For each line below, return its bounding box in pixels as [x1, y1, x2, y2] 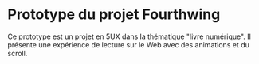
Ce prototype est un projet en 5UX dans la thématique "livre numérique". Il [7, 32, 252, 41]
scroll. [7, 48, 28, 58]
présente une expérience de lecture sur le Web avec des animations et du [7, 40, 250, 49]
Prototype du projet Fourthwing [7, 6, 221, 24]
